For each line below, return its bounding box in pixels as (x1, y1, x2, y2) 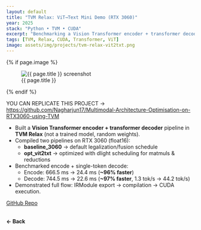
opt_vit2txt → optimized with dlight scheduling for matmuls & (23, 149, 175, 156)
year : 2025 (6, 20, 33, 26)
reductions (23, 156, 51, 163)
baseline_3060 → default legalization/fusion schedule (23, 143, 158, 150)
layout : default (6, 8, 47, 15)
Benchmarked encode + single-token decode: (14, 162, 129, 170)
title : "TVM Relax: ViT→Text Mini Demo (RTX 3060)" (6, 14, 138, 20)
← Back (6, 217, 26, 225)
